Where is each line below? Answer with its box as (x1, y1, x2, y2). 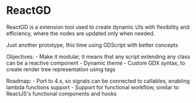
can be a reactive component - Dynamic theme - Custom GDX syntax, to (6, 59, 186, 66)
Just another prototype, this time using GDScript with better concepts (6, 41, 179, 49)
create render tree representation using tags (6, 65, 116, 72)
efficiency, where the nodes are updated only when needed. (6, 29, 155, 37)
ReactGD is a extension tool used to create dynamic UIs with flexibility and (6, 23, 190, 31)
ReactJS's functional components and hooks (6, 90, 117, 97)
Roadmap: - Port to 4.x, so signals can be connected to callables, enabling (6, 77, 190, 84)
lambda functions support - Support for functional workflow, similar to (6, 83, 179, 90)
